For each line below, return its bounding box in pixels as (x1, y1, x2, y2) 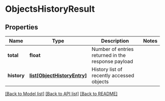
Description (101, 38, 129, 44)
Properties (5, 23, 38, 31)
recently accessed (91, 72, 134, 79)
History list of (91, 66, 123, 73)
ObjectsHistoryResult (5, 3, 95, 15)
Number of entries (91, 46, 134, 52)
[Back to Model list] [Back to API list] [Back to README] (5, 91, 118, 97)
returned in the (91, 52, 126, 58)
